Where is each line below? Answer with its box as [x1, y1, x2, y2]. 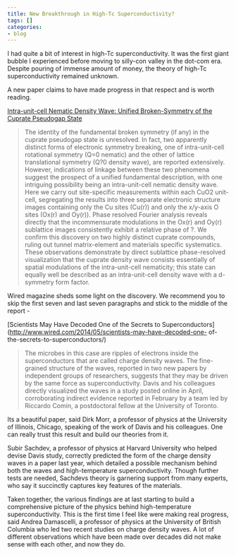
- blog [7, 30, 27, 37]
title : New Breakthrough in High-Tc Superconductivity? [7, 10, 175, 18]
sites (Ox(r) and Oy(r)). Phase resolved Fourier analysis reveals [24, 210, 208, 219]
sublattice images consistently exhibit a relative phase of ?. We [24, 225, 207, 234]
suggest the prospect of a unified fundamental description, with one [24, 173, 223, 181]
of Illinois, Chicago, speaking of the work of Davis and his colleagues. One [7, 423, 223, 431]
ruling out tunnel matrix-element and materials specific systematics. [24, 241, 222, 249]
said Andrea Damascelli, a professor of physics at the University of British [7, 518, 221, 526]
